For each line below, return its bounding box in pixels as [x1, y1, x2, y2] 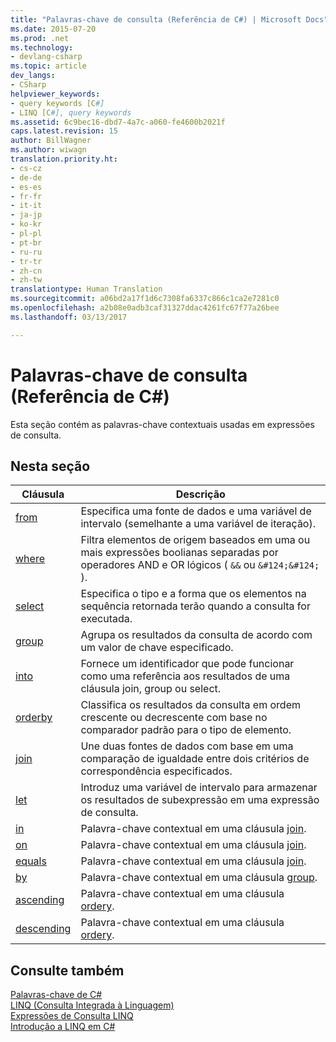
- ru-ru [10, 247, 43, 257]
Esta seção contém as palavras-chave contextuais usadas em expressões [10, 418, 315, 430]
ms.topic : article [10, 61, 87, 71]
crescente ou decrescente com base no [80, 711, 268, 725]
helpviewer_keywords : [10, 89, 101, 99]
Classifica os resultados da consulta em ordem [80, 698, 301, 712]
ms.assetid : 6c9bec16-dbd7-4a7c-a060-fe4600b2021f [10, 117, 226, 127]
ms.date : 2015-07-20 [10, 24, 97, 34]
